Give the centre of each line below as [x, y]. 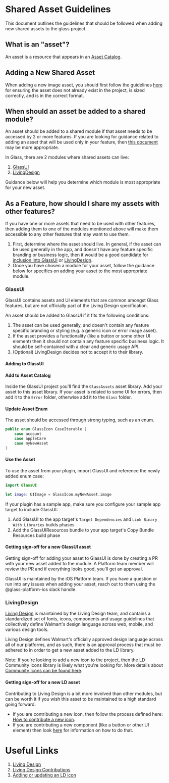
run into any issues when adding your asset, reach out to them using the [80, 584]
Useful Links [32, 750]
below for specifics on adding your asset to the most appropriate [80, 271]
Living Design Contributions [41, 770]
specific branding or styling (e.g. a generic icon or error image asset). [85, 331]
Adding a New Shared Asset [50, 72]
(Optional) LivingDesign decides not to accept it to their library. [78, 352]
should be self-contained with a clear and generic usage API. [76, 347]
